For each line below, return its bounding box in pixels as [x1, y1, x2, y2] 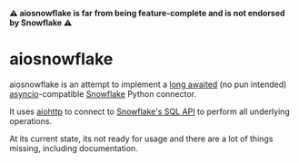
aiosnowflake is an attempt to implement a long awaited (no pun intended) [9, 79, 287, 90]
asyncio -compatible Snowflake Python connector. [9, 88, 197, 99]
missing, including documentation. [9, 142, 138, 153]
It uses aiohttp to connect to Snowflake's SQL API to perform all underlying [9, 106, 291, 117]
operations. [9, 115, 53, 126]
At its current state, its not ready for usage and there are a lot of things [9, 133, 274, 144]
